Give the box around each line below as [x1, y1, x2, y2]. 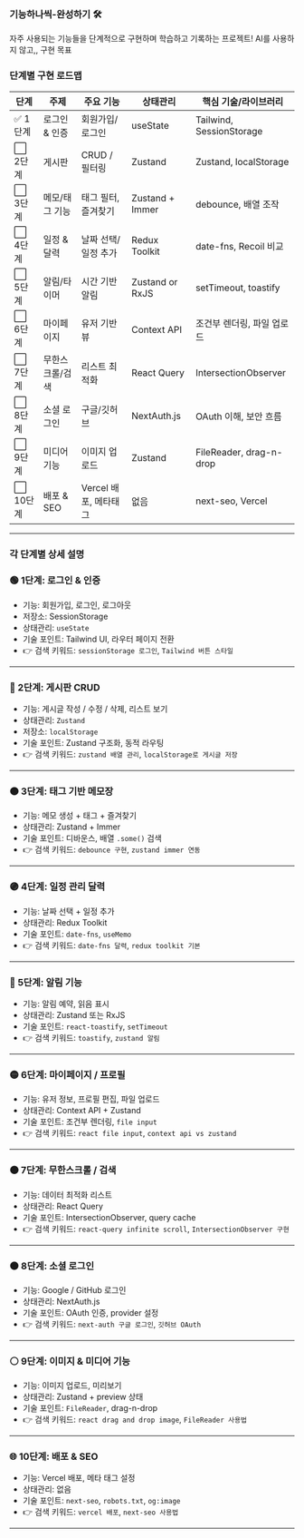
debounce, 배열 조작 [195, 198, 280, 211]
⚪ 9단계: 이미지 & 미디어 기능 [9, 1355, 131, 1367]
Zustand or [130, 275, 178, 288]
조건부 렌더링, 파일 [195, 317, 270, 329]
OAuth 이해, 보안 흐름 [195, 410, 282, 423]
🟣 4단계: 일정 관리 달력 [9, 880, 106, 893]
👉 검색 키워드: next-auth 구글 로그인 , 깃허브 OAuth [22, 1318, 202, 1329]
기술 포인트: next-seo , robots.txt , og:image [22, 1495, 181, 1506]
